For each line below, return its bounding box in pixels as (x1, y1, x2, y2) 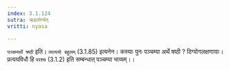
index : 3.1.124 (7, 10, 51, 17)
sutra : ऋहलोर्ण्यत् (7, 16, 48, 23)
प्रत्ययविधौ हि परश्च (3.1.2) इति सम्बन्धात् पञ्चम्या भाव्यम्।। (7, 56, 135, 64)
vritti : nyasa (7, 23, 48, 30)
